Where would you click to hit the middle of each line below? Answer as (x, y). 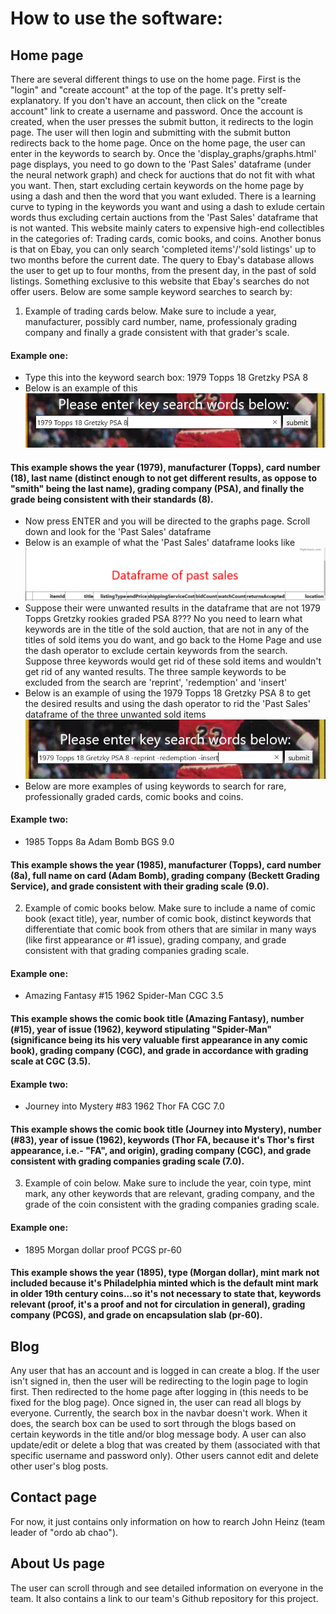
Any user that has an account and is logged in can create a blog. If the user (165, 1370)
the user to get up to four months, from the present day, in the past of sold (163, 270)
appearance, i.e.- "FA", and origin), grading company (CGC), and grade (161, 1150)
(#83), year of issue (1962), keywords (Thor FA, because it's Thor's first (162, 1139)
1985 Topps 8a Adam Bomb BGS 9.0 (99, 841)
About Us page (58, 1563)
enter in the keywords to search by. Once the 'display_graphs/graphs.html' (163, 153)
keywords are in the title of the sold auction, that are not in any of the (167, 629)
